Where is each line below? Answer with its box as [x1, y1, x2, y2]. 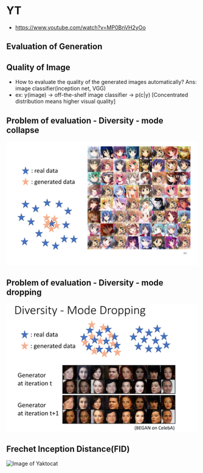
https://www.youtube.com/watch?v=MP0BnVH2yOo [15, 24, 146, 31]
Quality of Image [6, 62, 71, 72]
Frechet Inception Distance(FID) [6, 444, 130, 454]
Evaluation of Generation [6, 41, 103, 52]
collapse [6, 125, 40, 135]
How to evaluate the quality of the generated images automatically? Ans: [15, 79, 197, 86]
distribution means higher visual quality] [15, 98, 116, 105]
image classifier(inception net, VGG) [15, 85, 106, 92]
